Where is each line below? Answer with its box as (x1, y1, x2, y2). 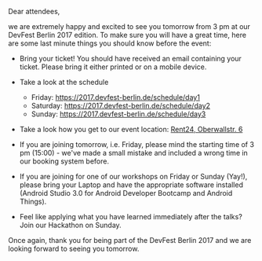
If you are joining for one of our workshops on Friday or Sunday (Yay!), (19, 172, 248, 181)
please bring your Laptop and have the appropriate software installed (19, 180, 243, 189)
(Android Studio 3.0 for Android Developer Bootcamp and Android (19, 189, 233, 197)
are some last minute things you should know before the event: (8, 39, 212, 48)
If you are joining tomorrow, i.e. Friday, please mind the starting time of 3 (19, 140, 255, 149)
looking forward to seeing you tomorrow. (8, 244, 140, 253)
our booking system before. (19, 156, 110, 166)
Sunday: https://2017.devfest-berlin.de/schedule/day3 (31, 109, 206, 119)
